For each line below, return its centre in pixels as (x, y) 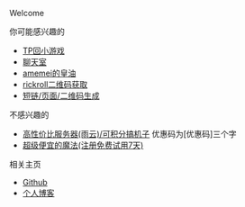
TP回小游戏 (43, 50)
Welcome (27, 13)
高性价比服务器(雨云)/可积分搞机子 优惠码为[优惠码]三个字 (129, 134)
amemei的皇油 (49, 73)
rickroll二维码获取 (55, 84)
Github (35, 182)
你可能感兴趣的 (37, 31)
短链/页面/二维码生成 (61, 95)
